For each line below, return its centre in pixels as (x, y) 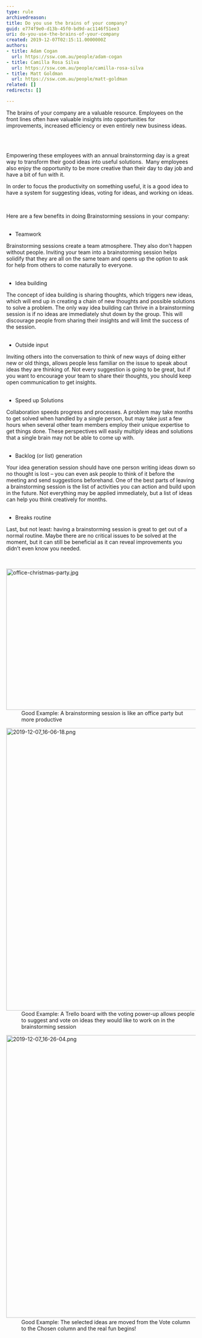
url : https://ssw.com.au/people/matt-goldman (70, 79)
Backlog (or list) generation (49, 455)
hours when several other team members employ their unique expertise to (98, 424)
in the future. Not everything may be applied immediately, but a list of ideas (99, 493)
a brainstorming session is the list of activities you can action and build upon (101, 487)
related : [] (21, 85)
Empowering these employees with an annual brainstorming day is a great (98, 155)
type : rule (20, 12)
